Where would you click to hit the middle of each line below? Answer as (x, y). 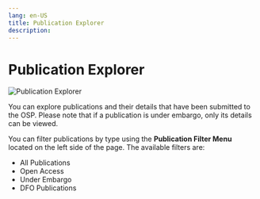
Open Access (42, 171)
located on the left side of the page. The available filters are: (107, 147)
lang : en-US (28, 15)
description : (30, 30)
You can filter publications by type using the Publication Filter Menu (120, 139)
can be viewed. (33, 124)
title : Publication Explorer (56, 23)
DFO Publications (48, 188)
